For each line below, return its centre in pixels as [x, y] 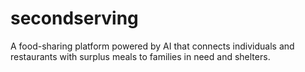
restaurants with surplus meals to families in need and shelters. [140, 56]
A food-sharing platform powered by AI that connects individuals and [152, 46]
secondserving [74, 18]
